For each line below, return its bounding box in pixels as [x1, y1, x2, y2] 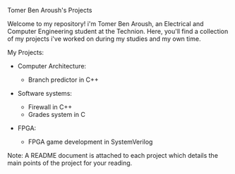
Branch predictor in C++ [28, 75, 99, 84]
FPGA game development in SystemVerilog [28, 137, 153, 146]
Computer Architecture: [17, 62, 87, 70]
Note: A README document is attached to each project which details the [7, 151, 219, 159]
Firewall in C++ [28, 103, 73, 111]
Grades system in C [28, 111, 86, 118]
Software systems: [17, 89, 73, 97]
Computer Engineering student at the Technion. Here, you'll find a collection [7, 27, 229, 35]
